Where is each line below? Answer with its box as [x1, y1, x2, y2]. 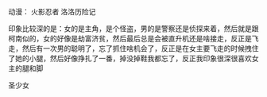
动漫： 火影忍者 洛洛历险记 [8, 7, 96, 16]
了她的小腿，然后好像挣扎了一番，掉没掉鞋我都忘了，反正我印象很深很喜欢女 [8, 54, 259, 63]
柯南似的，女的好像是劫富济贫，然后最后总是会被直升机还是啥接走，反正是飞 [8, 34, 259, 43]
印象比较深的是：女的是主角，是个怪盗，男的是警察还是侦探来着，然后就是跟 [8, 24, 259, 33]
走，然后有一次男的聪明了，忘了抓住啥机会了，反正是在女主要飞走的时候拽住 [8, 44, 259, 53]
